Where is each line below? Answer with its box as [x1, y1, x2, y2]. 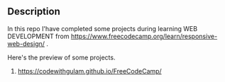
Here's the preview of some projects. [7, 53, 116, 61]
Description [7, 6, 60, 18]
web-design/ [7, 39, 45, 48]
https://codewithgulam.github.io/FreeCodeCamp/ [17, 66, 162, 75]
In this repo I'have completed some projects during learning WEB [7, 24, 197, 33]
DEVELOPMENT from [7, 32, 70, 40]
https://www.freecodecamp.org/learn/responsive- [70, 32, 218, 40]
